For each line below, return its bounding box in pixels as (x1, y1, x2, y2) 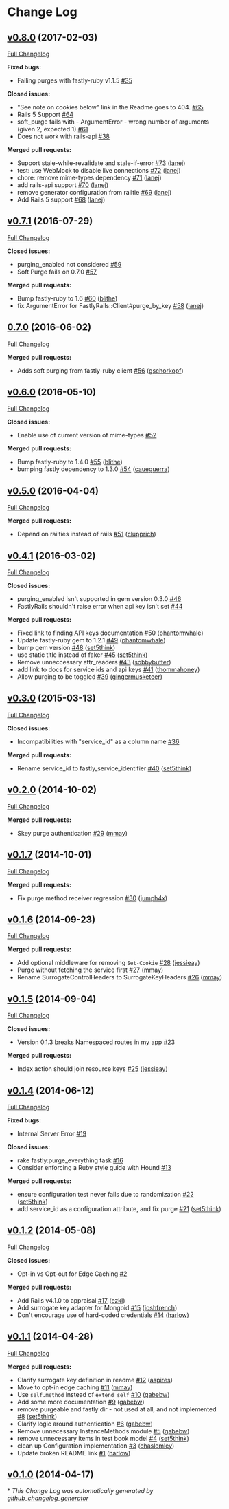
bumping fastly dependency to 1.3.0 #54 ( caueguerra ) (16, 465, 170, 473)
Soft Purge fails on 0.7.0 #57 (16, 268, 97, 276)
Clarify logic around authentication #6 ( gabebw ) (16, 1420, 153, 1428)
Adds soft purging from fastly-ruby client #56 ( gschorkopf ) (16, 366, 184, 375)
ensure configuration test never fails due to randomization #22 (16, 1190, 194, 1198)
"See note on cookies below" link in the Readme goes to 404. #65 (16, 103, 204, 111)
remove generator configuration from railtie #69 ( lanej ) (16, 188, 172, 196)
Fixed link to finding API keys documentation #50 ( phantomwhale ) (16, 629, 204, 637)
